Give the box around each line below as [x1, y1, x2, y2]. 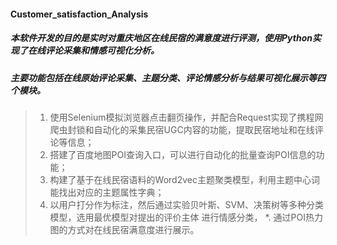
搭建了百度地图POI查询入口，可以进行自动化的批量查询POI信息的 [49, 148, 317, 160]
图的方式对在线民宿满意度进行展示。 [49, 223, 200, 235]
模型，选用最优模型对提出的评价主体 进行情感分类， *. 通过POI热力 [49, 211, 323, 223]
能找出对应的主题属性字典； [49, 186, 165, 198]
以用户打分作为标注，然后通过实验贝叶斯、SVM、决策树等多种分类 [49, 198, 324, 210]
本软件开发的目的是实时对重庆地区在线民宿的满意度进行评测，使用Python [10, 32, 313, 44]
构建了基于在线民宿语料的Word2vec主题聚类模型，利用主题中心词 [49, 173, 320, 185]
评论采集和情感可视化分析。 [44, 45, 160, 57]
